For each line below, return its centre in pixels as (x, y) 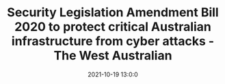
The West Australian (113, 56)
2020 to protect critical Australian (113, 27)
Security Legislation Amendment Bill (113, 13)
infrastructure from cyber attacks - (113, 41)
